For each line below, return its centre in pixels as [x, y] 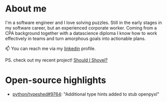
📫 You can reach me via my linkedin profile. [50, 48]
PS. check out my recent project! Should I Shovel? [57, 60]
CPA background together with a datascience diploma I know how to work [81, 33]
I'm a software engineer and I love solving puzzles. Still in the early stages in [83, 22]
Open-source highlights [56, 80]
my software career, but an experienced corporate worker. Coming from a [81, 27]
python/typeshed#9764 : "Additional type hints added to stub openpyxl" [86, 94]
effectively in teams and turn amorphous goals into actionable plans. [76, 38]
